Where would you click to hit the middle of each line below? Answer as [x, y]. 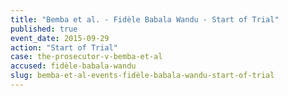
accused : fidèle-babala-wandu [73, 66]
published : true [44, 29]
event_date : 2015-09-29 [60, 38]
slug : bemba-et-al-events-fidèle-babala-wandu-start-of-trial [142, 76]
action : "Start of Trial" [64, 47]
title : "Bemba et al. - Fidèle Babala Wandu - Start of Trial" [145, 19]
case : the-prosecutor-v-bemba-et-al [86, 57]
